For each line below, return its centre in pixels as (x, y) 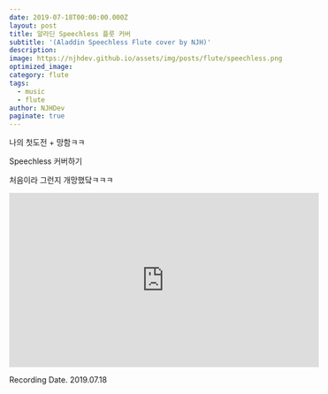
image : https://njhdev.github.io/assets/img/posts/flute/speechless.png (146, 58)
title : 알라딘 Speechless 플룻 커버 (70, 34)
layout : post (33, 26)
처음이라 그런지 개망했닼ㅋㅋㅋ (61, 180)
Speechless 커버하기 (46, 161)
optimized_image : (41, 67)
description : (33, 50)
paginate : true (37, 116)
